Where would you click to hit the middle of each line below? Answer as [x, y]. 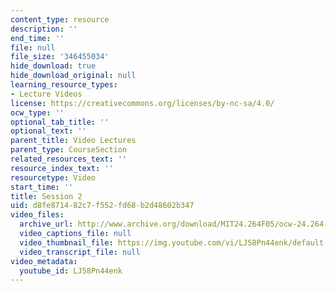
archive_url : [46, 224]
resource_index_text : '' [62, 168]
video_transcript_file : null [80, 252]
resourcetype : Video [53, 177]
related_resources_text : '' [69, 159]
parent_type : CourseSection [69, 150]
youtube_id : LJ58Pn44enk [71, 271]
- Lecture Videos [46, 94]
